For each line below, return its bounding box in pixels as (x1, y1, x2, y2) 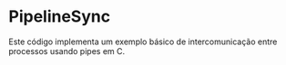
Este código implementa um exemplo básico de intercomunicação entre (8, 36, 278, 47)
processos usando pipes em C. (8, 45, 126, 56)
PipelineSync (8, 6, 111, 27)
